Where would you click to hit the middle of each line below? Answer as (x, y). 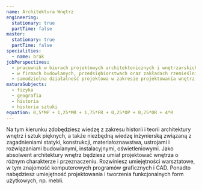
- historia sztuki (35, 107)
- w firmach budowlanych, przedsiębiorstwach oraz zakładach (90, 73)
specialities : (24, 51)
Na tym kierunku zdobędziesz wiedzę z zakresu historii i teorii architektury (99, 129)
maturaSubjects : (26, 85)
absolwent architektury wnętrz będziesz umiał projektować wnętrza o (92, 155)
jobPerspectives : (28, 62)
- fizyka (23, 90)
